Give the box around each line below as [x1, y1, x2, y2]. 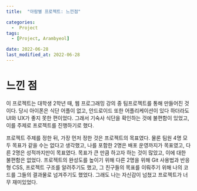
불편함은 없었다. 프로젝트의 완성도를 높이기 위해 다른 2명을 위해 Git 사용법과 [6, 156, 179, 163]
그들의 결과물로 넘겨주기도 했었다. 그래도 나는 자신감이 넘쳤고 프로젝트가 [16, 171, 182, 178]
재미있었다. [12, 178, 38, 186]
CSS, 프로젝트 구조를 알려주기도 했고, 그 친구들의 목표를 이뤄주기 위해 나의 [12, 163, 182, 171]
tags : [6, 30, 19, 36]
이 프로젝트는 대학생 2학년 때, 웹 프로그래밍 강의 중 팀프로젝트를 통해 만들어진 [6, 100, 183, 107]
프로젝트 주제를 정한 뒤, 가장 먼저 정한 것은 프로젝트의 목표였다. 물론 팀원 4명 [6, 134, 182, 141]
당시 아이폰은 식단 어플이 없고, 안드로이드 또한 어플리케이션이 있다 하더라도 [18, 107, 190, 114]
